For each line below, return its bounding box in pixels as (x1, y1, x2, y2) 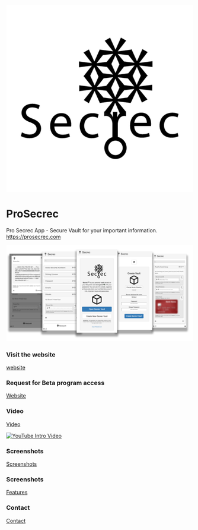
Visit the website (6, 350, 56, 358)
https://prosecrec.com (6, 233, 61, 240)
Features (6, 489, 28, 496)
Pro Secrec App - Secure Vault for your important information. (6, 226, 158, 234)
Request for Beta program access (6, 379, 105, 387)
